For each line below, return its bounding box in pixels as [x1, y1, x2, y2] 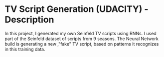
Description [4, 14, 54, 25]
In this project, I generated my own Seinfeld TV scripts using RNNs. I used [4, 30, 157, 36]
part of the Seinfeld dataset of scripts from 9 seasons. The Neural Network [4, 36, 159, 42]
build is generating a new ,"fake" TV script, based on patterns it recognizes [4, 41, 159, 47]
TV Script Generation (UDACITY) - [4, 3, 149, 15]
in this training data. [4, 46, 45, 52]
